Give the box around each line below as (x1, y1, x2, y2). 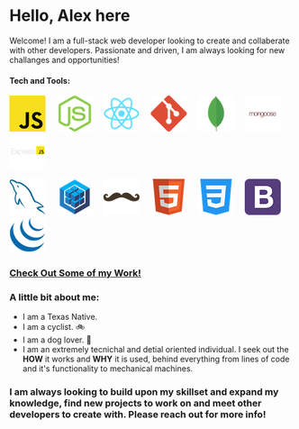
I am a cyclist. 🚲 (22, 322, 86, 333)
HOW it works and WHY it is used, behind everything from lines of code (22, 353, 290, 365)
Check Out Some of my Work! (9, 267, 141, 279)
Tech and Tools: (9, 75, 70, 86)
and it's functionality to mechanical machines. (22, 363, 194, 374)
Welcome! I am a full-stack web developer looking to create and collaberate (9, 35, 290, 46)
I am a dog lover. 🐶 (22, 334, 92, 345)
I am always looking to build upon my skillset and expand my (9, 386, 279, 398)
